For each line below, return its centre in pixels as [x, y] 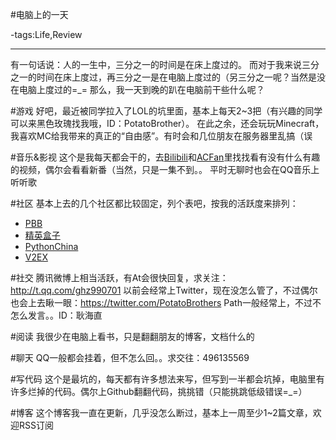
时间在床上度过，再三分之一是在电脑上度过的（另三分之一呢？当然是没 [181, 77]
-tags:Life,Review [46, 34]
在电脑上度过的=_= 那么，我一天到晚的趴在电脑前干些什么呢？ [137, 89]
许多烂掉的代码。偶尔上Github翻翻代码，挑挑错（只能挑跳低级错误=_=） [159, 391]
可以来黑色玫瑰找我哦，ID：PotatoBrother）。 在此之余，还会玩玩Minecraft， [167, 123]
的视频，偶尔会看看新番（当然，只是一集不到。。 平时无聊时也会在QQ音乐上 [165, 169]
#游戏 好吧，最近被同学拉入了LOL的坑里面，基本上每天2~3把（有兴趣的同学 [166, 111]
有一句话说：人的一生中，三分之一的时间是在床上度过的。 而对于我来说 [156, 64]
